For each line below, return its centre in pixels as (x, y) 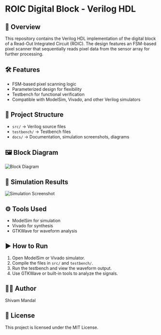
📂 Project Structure (34, 115)
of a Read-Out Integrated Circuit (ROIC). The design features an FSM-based (81, 44)
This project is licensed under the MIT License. (52, 327)
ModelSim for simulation (36, 221)
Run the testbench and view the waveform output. (62, 268)
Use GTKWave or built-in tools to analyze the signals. (65, 273)
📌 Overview (23, 27)
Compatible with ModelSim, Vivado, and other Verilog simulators (76, 99)
